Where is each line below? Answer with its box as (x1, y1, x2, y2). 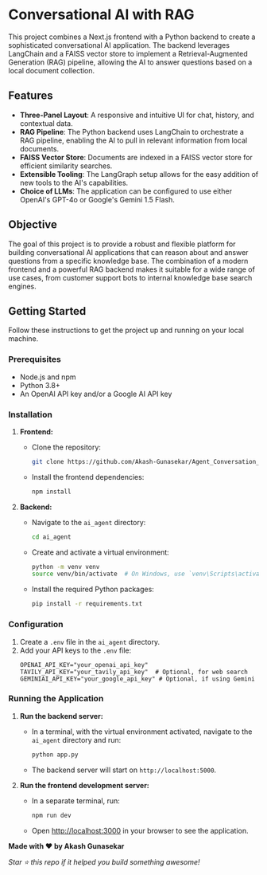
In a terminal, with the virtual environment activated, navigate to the (31, 727, 253, 736)
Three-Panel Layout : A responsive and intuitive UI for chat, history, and (19, 110, 254, 120)
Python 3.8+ (19, 380, 61, 390)
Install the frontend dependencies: (31, 472, 145, 481)
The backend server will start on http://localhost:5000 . (31, 765, 217, 775)
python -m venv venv (31, 563, 100, 571)
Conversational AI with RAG (8, 6, 195, 24)
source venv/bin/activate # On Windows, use (31, 570, 185, 579)
